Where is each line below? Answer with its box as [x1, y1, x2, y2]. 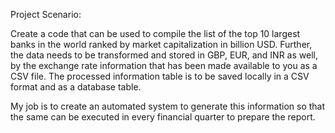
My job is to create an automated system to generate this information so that [10, 100, 326, 112]
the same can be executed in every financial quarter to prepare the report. [10, 111, 316, 123]
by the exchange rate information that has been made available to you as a [10, 60, 318, 71]
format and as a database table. [10, 81, 142, 93]
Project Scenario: [10, 9, 82, 20]
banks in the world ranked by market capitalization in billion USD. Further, [10, 39, 313, 50]
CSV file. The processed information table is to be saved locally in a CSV [10, 70, 310, 82]
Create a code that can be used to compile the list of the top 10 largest [10, 28, 301, 39]
